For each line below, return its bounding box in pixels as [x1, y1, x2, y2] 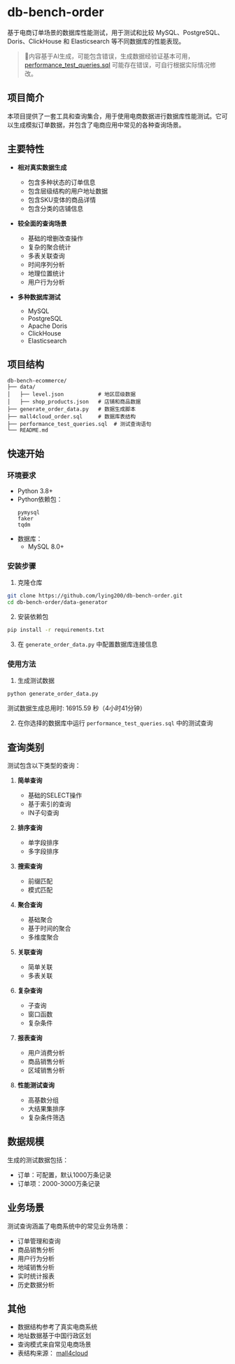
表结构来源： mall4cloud [17, 1349, 89, 1358]
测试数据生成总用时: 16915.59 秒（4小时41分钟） [7, 704, 146, 712]
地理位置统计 [27, 269, 65, 277]
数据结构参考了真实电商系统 [17, 1323, 98, 1331]
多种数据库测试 [17, 292, 61, 301]
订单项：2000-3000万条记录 [17, 1179, 101, 1187]
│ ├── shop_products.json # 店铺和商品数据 [7, 399, 141, 406]
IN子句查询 [27, 808, 59, 817]
